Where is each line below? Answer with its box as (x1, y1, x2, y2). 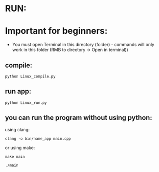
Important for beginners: (5, 25, 108, 37)
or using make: (5, 145, 35, 150)
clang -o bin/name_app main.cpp (5, 136, 71, 141)
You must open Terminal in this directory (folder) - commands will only (12, 42, 155, 48)
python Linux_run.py (5, 100, 47, 105)
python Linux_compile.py (5, 74, 56, 79)
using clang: (5, 126, 30, 132)
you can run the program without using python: (5, 114, 153, 122)
